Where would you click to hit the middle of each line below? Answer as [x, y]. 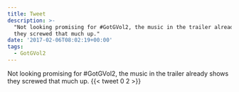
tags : [15, 47]
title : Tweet [27, 14]
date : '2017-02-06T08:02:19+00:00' [60, 40]
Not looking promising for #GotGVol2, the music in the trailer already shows [118, 73]
